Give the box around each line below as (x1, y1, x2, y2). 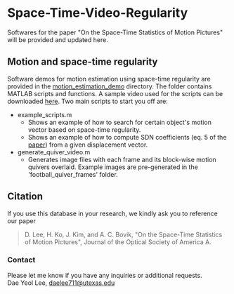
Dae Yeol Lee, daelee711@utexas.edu (7, 279, 115, 287)
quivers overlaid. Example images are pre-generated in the (27, 163, 198, 171)
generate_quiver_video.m (17, 147, 91, 156)
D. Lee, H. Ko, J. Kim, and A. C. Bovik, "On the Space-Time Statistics (24, 230, 223, 239)
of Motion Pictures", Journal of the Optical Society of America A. (24, 237, 212, 246)
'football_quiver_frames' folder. (27, 170, 118, 178)
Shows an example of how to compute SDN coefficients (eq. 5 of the (27, 133, 227, 141)
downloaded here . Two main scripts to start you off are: (7, 97, 169, 105)
